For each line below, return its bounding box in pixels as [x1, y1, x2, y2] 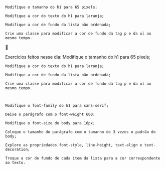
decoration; [5, 147, 30, 152]
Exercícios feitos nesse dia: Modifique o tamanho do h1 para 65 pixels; [5, 54, 150, 60]
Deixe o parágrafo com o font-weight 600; [5, 112, 95, 117]
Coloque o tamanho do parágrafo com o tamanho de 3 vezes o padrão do [5, 129, 156, 134]
